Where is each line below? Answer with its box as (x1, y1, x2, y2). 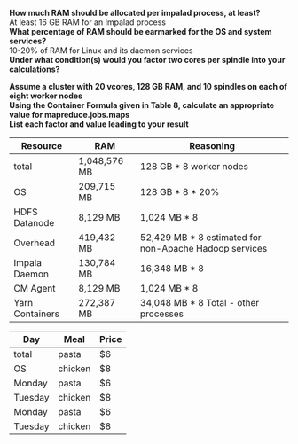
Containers (13, 308, 60, 320)
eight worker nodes (9, 90, 82, 101)
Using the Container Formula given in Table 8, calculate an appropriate (9, 100, 275, 110)
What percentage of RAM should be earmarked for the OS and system (9, 27, 272, 36)
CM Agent (13, 283, 56, 294)
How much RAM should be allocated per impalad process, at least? (9, 8, 261, 18)
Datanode (13, 217, 55, 229)
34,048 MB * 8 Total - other (140, 297, 260, 308)
